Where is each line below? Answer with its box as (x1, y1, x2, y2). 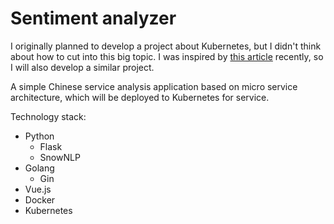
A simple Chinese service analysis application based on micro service (10, 80, 298, 92)
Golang (24, 162, 55, 174)
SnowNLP (39, 151, 81, 163)
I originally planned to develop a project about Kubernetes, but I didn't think (10, 40, 322, 52)
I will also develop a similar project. (10, 61, 155, 73)
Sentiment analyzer (10, 7, 177, 30)
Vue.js (24, 183, 52, 195)
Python (24, 130, 55, 142)
